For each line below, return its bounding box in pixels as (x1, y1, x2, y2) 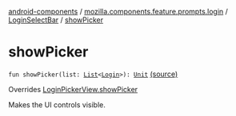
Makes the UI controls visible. (8, 99, 106, 110)
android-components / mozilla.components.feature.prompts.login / (8, 7, 228, 16)
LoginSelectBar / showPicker (8, 15, 104, 25)
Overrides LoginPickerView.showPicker (8, 84, 138, 94)
